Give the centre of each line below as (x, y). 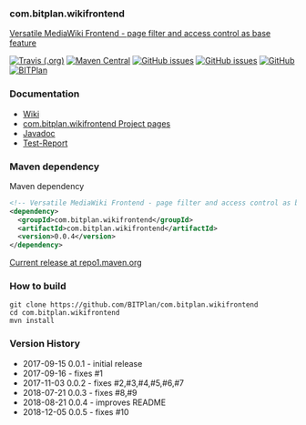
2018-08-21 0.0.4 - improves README (94, 402)
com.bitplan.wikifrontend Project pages (97, 123)
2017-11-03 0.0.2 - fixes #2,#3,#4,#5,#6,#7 (103, 383)
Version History (45, 344)
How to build (38, 287)
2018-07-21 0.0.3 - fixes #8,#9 (80, 392)
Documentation (45, 94)
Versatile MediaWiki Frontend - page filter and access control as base (140, 34)
